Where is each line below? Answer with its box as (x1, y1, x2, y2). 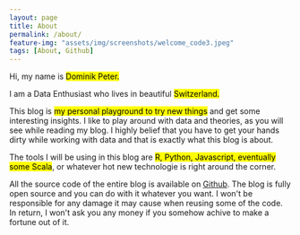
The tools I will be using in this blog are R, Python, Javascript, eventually (9, 152, 276, 162)
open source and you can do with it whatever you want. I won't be (9, 188, 253, 199)
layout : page (9, 13, 58, 22)
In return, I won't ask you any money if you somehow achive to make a (9, 207, 270, 218)
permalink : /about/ (9, 30, 82, 39)
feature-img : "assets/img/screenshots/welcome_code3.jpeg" (9, 38, 235, 48)
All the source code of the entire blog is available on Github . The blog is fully (9, 178, 291, 189)
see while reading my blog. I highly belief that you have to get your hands (9, 125, 280, 135)
